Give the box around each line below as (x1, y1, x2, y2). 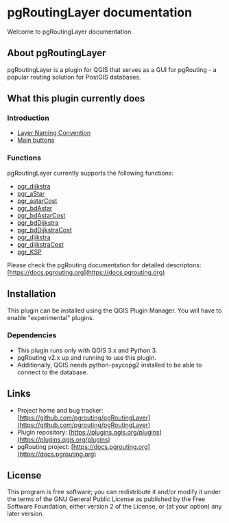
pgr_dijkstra (16, 182, 51, 190)
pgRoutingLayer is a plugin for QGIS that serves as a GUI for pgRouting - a (7, 65, 217, 73)
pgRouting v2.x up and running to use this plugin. (16, 353, 156, 361)
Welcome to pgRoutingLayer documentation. (7, 27, 134, 36)
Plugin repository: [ (16, 428, 71, 436)
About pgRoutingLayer (7, 47, 106, 59)
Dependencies (7, 330, 57, 340)
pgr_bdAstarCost (16, 211, 66, 219)
